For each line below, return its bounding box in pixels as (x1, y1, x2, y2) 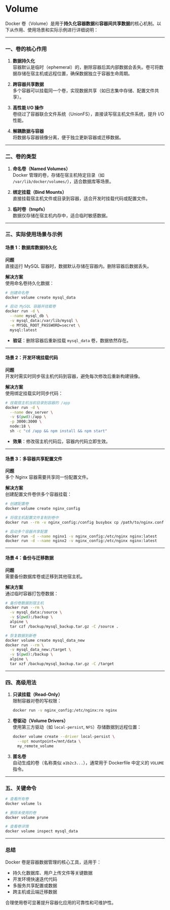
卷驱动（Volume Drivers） (12, 718, 68, 724)
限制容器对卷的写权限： (12, 698, 62, 704)
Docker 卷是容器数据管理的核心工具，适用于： (5, 859, 102, 865)
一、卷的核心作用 (5, 45, 47, 52)
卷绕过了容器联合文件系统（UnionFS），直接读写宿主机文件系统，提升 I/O (12, 111, 164, 117)
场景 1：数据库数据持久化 (5, 244, 57, 251)
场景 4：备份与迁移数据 (5, 555, 54, 561)
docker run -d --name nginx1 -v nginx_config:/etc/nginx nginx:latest (5, 533, 157, 539)
